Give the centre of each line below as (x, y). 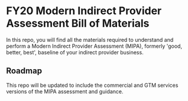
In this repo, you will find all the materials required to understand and (90, 40)
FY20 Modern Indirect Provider (84, 11)
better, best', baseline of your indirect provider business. (75, 52)
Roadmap (24, 71)
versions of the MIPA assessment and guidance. (65, 91)
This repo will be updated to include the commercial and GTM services (92, 85)
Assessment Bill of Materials (78, 23)
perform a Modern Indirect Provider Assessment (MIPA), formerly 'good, (94, 46)
